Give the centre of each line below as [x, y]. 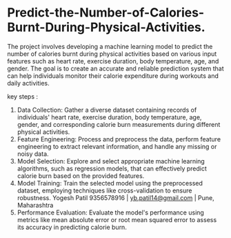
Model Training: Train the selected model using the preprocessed [110, 183]
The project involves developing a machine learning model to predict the [110, 46]
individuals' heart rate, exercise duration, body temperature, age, [109, 117]
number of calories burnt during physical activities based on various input [112, 54]
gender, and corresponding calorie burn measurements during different [119, 124]
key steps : [22, 96]
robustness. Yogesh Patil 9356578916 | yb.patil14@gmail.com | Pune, [116, 197]
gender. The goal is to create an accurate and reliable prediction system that [115, 68]
